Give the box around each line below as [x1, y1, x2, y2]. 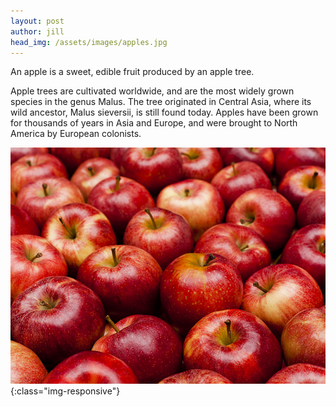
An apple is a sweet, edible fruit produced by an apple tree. [10, 66, 255, 78]
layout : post [10, 16, 65, 26]
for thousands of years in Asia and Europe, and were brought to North [10, 117, 298, 129]
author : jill [10, 26, 65, 37]
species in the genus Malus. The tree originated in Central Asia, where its [10, 96, 312, 108]
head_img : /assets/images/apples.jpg [10, 37, 168, 47]
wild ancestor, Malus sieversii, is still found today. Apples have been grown [10, 106, 319, 119]
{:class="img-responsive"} [10, 385, 121, 397]
